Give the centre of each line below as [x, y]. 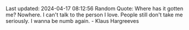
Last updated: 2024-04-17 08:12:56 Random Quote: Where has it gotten [94, 9]
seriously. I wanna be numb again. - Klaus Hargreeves [72, 21]
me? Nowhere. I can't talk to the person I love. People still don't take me [94, 15]
